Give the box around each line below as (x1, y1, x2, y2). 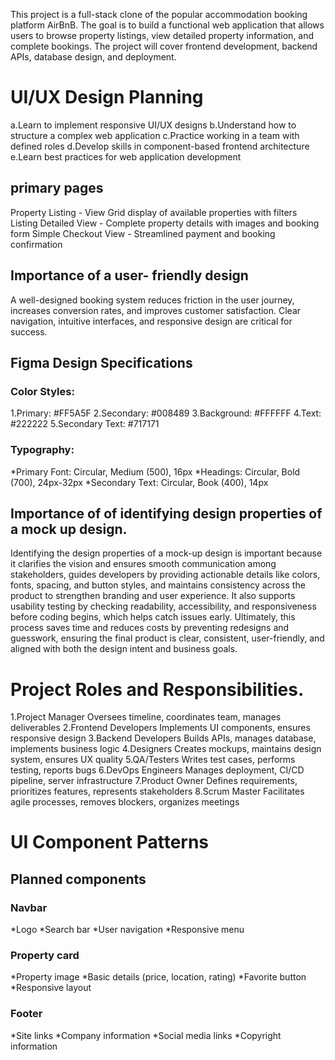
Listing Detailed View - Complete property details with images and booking (10, 217, 320, 229)
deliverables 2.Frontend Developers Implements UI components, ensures (10, 722, 311, 734)
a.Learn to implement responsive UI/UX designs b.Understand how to (10, 119, 297, 131)
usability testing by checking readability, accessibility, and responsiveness (10, 600, 317, 613)
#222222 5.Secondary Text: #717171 (10, 418, 160, 430)
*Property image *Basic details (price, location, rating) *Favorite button (10, 971, 307, 983)
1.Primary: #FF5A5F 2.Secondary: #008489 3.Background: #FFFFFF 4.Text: (10, 407, 322, 419)
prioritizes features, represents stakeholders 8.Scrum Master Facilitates (10, 785, 305, 798)
